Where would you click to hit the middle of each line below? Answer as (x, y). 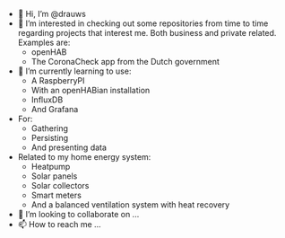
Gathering (50, 128)
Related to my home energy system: (84, 157)
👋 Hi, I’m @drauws (52, 14)
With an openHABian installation (91, 90)
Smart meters (56, 195)
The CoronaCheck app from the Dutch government (125, 62)
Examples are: (44, 42)
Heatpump (51, 167)
